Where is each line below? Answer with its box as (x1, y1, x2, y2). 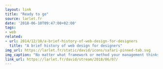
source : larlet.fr (5, 16, 42, 21)
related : (5, 34, 23, 39)
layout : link (5, 7, 32, 12)
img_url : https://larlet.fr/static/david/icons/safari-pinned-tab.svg (5, 48, 151, 52)
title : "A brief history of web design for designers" (9, 43, 123, 48)
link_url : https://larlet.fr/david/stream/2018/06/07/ (5, 57, 118, 62)
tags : (5, 25, 16, 30)
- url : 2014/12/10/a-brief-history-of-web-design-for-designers (5, 39, 138, 44)
